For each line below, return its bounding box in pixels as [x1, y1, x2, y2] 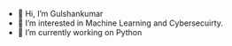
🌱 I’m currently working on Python [17, 27, 143, 37]
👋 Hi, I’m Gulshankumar [17, 9, 104, 19]
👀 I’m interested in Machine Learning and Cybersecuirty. [17, 18, 224, 28]
